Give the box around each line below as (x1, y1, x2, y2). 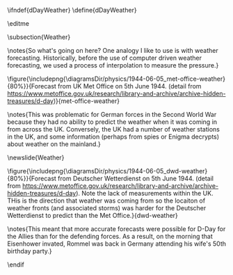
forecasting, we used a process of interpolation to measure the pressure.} (7, 61, 219, 69)
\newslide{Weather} (7, 153, 65, 162)
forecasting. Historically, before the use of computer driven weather (7, 54, 202, 62)
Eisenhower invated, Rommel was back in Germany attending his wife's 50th (7, 239, 227, 248)
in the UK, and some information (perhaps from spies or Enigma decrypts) (7, 132, 220, 141)
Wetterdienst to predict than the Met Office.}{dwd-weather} (7, 212, 179, 219)
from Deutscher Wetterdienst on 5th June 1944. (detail (58, 174, 214, 182)
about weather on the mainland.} (7, 140, 101, 148)
